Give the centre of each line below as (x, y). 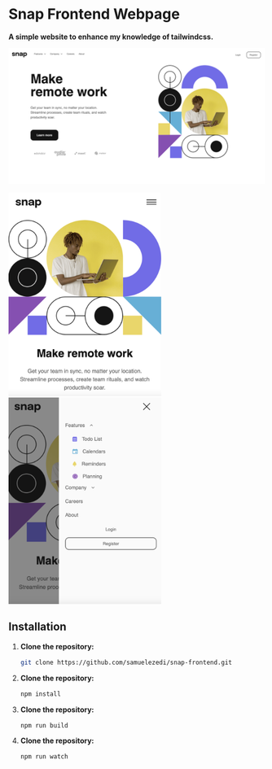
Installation (37, 627)
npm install (40, 694)
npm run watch (44, 757)
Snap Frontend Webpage (94, 14)
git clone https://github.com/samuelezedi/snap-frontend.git (126, 662)
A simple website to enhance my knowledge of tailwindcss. (111, 37)
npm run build (44, 725)
